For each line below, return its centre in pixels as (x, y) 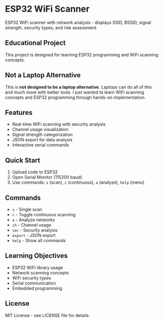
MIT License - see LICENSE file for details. (47, 315)
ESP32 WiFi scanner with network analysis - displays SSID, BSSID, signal (78, 22)
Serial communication (34, 283)
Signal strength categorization (42, 134)
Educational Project (35, 43)
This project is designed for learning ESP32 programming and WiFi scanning (82, 55)
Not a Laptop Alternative (43, 75)
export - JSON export (34, 235)
